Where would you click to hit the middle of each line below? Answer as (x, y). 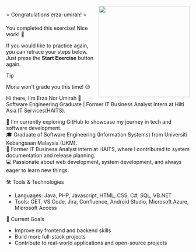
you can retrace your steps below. (47, 52)
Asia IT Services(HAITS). (36, 111)
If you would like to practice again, (47, 45)
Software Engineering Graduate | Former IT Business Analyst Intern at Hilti (95, 104)
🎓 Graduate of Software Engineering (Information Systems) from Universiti (97, 134)
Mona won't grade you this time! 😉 (48, 87)
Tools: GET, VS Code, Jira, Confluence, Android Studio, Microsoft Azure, (101, 202)
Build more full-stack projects (50, 237)
